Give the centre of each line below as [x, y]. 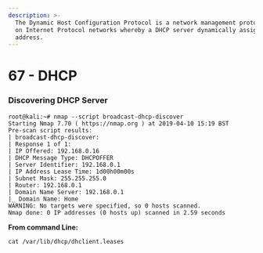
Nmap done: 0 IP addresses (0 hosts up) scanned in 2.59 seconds [117, 212]
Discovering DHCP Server [58, 100]
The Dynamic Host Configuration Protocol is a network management [126, 23]
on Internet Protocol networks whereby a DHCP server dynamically [126, 30]
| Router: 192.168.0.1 [45, 185]
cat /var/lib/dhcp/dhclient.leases [66, 241]
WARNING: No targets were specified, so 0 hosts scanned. [104, 206]
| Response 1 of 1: [40, 144]
